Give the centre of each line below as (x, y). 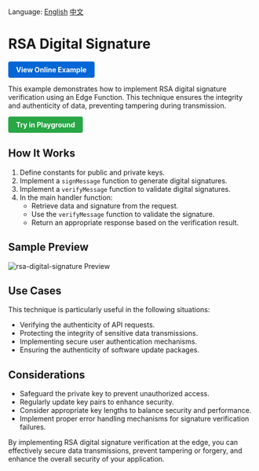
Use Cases (35, 291)
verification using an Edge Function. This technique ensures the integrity (126, 97)
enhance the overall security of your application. (86, 459)
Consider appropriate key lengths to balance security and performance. (135, 410)
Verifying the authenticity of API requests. (87, 325)
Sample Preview (48, 247)
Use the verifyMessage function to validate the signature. (123, 214)
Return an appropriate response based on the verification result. (135, 223)
